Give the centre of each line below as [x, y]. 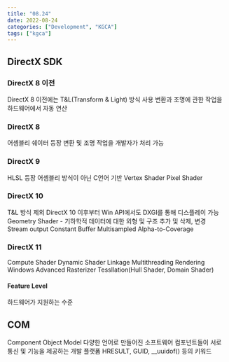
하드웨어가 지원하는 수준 [40, 302]
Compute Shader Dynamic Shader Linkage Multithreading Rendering [106, 263]
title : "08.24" [29, 14]
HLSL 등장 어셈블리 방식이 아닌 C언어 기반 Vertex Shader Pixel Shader [105, 177]
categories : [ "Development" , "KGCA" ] [62, 27]
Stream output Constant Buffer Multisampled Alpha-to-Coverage [100, 229]
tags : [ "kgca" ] [29, 33]
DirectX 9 [24, 162]
